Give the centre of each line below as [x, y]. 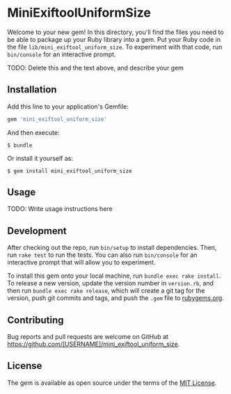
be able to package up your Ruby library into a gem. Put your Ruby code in [114, 39]
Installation [32, 89]
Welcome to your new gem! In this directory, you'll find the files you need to [115, 32]
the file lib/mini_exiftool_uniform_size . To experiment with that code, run [115, 47]
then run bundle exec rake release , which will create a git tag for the [106, 291]
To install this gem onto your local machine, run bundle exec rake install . [114, 276]
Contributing [35, 320]
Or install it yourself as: [40, 158]
